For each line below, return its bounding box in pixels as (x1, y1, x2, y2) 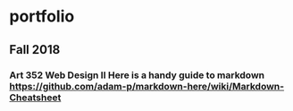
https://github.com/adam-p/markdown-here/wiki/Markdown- (9, 80, 284, 92)
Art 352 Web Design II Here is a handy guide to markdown (9, 69, 265, 81)
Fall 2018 (9, 42, 61, 57)
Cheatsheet (9, 91, 62, 104)
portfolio (9, 6, 75, 27)
